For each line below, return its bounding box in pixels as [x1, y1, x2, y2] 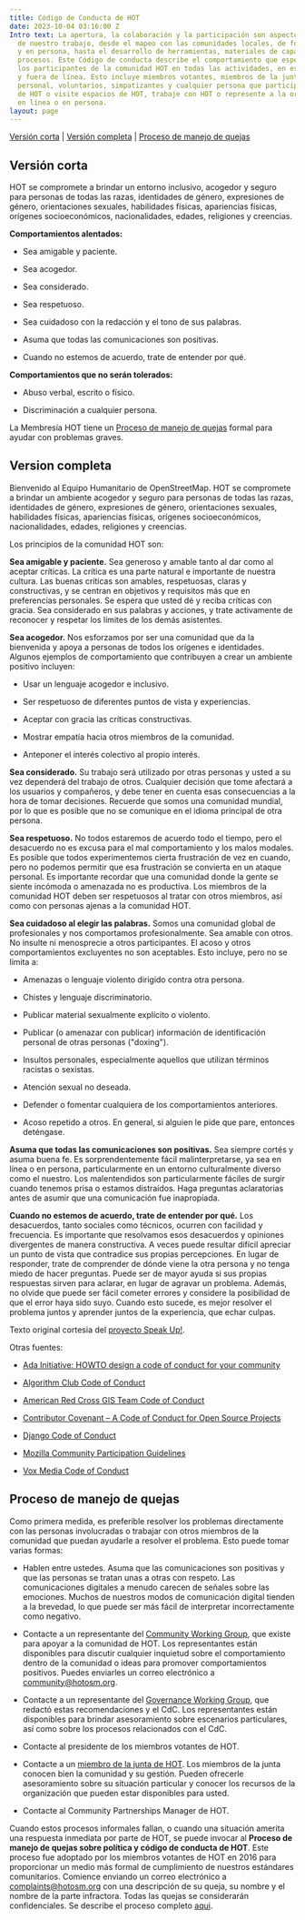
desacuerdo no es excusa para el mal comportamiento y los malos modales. [9, 842, 294, 853]
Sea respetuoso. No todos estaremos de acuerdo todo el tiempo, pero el [9, 832, 282, 843]
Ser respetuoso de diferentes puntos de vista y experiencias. [22, 696, 251, 707]
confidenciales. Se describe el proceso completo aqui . [9, 1900, 213, 1911]
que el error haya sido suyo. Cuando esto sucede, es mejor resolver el [9, 1297, 272, 1308]
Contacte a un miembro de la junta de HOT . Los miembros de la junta [22, 1758, 281, 1769]
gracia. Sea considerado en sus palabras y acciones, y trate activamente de [9, 604, 293, 615]
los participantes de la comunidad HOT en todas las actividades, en [17, 65, 286, 74]
